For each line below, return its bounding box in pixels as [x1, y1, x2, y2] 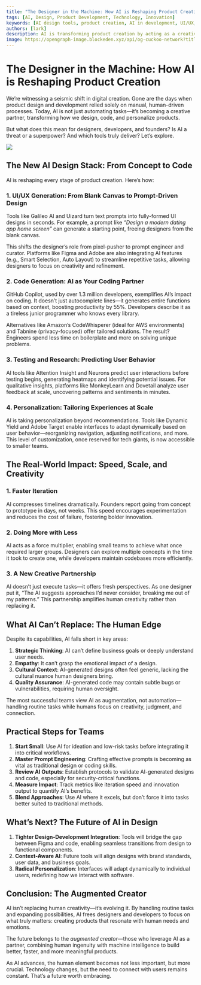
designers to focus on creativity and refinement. [6, 262, 125, 269]
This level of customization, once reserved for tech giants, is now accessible [6, 435, 195, 443]
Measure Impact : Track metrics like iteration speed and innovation [14, 781, 179, 788]
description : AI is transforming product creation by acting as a [6, 31, 175, 37]
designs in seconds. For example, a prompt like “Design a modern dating [6, 219, 186, 226]
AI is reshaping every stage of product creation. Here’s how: [6, 176, 154, 183]
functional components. [14, 845, 74, 853]
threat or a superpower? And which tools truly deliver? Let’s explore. [6, 132, 175, 139]
